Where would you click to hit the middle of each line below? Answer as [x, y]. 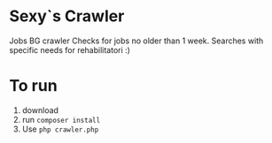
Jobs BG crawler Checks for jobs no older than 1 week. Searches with [136, 41]
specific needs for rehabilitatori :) [70, 49]
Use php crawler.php [60, 129]
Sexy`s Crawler [67, 16]
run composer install [61, 119]
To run [33, 86]
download [40, 110]
